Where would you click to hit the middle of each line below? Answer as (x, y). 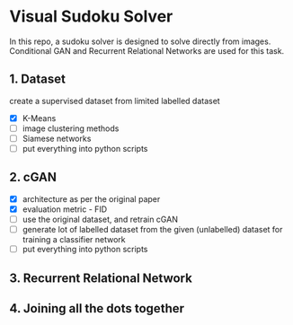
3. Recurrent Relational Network (101, 278)
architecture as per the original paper (91, 198)
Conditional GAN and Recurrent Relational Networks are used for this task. (147, 50)
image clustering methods (71, 128)
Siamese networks (57, 138)
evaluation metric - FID (65, 209)
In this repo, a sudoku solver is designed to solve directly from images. (140, 41)
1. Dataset (37, 79)
